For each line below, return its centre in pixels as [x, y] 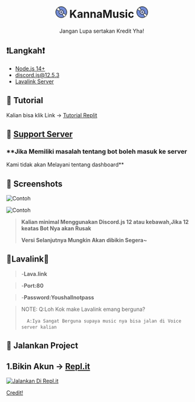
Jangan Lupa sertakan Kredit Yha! [102, 31]
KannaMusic [102, 14]
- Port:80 [32, 285]
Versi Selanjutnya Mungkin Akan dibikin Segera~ [84, 240]
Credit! [15, 393]
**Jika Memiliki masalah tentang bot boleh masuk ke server [97, 151]
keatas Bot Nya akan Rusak [56, 228]
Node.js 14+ [30, 68]
